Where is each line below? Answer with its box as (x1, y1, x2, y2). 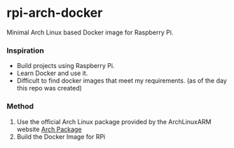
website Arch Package (16, 125, 82, 133)
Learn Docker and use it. (16, 69, 88, 78)
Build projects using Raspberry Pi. (16, 62, 115, 70)
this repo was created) (16, 84, 82, 93)
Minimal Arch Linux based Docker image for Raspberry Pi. (6, 28, 174, 36)
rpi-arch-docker (6, 5, 103, 21)
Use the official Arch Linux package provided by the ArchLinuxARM (16, 117, 212, 126)
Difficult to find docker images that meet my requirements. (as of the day (16, 76, 227, 85)
